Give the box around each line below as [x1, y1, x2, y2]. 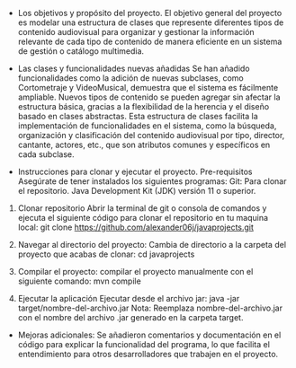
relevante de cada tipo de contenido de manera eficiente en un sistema [17, 36, 283, 47]
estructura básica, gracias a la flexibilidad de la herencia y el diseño [17, 101, 270, 111]
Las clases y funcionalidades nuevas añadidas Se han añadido [17, 63, 250, 74]
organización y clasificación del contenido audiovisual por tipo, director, [17, 130, 285, 140]
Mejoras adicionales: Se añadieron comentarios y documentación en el [17, 329, 282, 340]
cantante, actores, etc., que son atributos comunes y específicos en [17, 139, 271, 150]
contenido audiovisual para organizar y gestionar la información [17, 27, 255, 37]
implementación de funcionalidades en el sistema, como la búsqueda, [17, 120, 277, 131]
